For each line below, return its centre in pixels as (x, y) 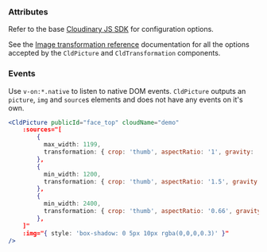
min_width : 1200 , (72, 174)
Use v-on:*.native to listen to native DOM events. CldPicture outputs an (127, 91)
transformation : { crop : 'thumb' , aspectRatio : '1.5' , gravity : (152, 181)
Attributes (28, 12)
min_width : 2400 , (72, 204)
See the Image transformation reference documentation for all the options (129, 45)
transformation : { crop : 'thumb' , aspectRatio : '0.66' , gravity (152, 211)
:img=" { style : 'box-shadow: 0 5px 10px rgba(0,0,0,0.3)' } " (126, 233)
